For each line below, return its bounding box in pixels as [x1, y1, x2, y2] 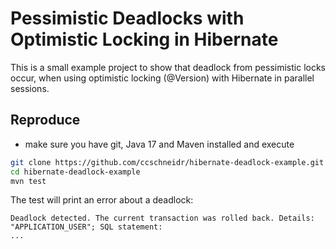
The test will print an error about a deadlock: [10, 194, 194, 206]
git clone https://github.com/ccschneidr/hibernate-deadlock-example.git [10, 157, 325, 167]
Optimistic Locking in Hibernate [10, 28, 279, 51]
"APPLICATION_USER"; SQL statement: [10, 222, 163, 232]
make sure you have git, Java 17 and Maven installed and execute [24, 138, 295, 150]
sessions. [10, 82, 50, 94]
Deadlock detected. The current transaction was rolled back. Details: [10, 213, 315, 224]
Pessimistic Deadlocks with [10, 7, 245, 30]
